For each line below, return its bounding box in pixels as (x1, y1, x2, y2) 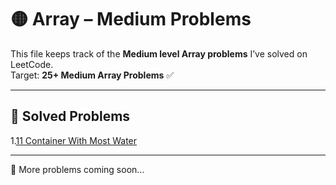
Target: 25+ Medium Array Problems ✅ (10, 69, 175, 81)
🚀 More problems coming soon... (10, 163, 145, 175)
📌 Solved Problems (10, 108, 131, 125)
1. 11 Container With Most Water (10, 134, 138, 146)
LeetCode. (10, 58, 54, 70)
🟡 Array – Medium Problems (10, 8, 252, 31)
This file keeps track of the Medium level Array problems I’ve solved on (10, 47, 308, 60)
